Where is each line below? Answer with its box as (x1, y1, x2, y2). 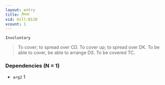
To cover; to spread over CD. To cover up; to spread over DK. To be (17, 44, 160, 51)
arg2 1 (12, 74, 26, 80)
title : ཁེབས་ (5, 12, 30, 17)
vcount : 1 (5, 21, 27, 27)
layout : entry (5, 7, 36, 13)
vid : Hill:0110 (5, 17, 38, 22)
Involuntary (5, 35, 31, 40)
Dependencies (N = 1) (5, 62, 60, 69)
